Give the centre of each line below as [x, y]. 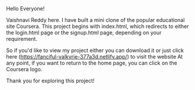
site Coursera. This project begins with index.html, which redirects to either [97, 26]
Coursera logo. [24, 69]
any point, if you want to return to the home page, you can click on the [92, 63]
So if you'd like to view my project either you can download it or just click [95, 50]
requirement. [22, 39]
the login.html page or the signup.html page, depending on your [84, 33]
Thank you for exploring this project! [50, 81]
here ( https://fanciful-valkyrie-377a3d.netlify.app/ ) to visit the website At [95, 57]
